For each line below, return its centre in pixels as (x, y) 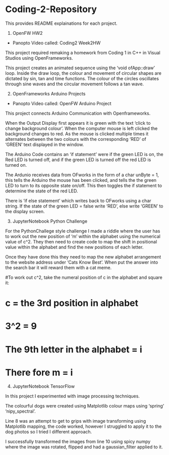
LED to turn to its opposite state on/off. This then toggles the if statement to (84, 185)
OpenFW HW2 (27, 33)
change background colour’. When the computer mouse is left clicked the (81, 128)
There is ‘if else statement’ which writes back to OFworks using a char (78, 200)
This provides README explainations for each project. (61, 23)
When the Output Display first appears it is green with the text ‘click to (78, 123)
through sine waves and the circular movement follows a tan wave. (75, 84)
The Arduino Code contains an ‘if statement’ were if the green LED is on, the (84, 154)
